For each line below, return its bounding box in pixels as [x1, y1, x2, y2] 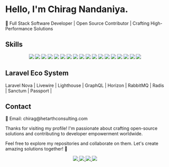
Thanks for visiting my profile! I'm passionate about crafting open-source [5, 125, 158, 132]
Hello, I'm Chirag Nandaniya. [5, 4, 129, 15]
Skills [5, 40, 23, 49]
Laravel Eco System [5, 69, 69, 78]
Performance [5, 25, 33, 31]
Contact [5, 102, 31, 110]
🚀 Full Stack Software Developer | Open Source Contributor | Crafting [5, 20, 150, 26]
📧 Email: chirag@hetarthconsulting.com [5, 116, 88, 122]
